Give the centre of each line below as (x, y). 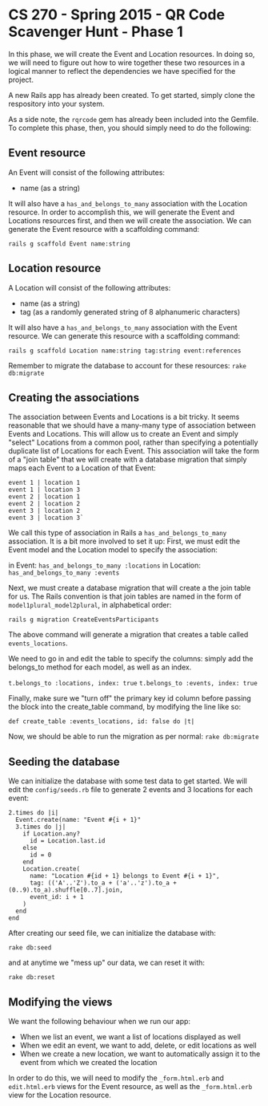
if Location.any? (52, 834)
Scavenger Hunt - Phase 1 (96, 32)
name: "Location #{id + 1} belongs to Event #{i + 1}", (124, 876)
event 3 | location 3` (46, 518)
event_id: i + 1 (56, 897)
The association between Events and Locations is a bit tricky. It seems (124, 417)
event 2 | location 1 (44, 497)
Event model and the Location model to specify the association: (113, 550)
